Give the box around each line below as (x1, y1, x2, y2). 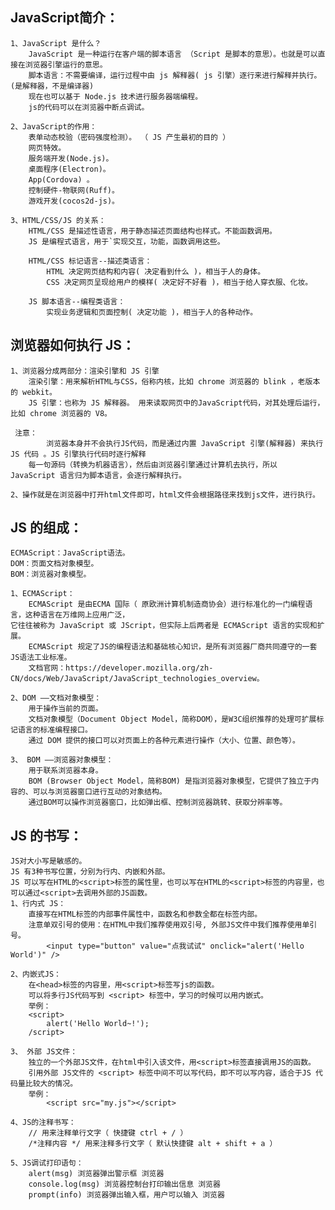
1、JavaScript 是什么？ (10, 38, 102, 48)
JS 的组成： (10, 519, 83, 537)
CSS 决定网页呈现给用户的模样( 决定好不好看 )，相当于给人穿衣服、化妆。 (46, 277, 313, 287)
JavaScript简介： (10, 9, 120, 27)
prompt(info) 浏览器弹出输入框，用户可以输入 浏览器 (28, 1190, 225, 1200)
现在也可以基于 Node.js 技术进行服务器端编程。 (28, 91, 203, 102)
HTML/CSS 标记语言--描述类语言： (28, 256, 153, 266)
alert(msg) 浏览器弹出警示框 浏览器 (28, 1169, 165, 1179)
